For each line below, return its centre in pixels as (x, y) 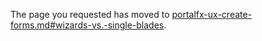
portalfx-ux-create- (212, 14)
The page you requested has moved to (90, 14)
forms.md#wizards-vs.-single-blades (87, 25)
